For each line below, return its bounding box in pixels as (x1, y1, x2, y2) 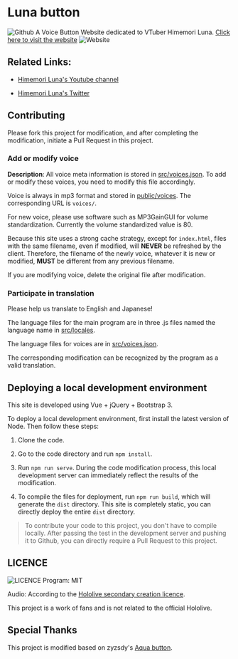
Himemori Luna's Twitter (17, 88, 90, 97)
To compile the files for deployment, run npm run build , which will (17, 492, 211, 501)
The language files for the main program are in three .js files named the (7, 318, 215, 327)
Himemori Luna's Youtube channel (17, 75, 119, 83)
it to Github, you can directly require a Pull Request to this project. (24, 536, 218, 545)
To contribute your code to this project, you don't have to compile (24, 521, 217, 529)
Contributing (7, 110, 65, 122)
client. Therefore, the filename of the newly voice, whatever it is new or (7, 249, 216, 257)
